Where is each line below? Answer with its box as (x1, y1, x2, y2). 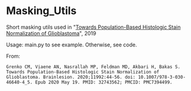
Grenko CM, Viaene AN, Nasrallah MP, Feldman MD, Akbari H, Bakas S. (6, 63, 181, 70)
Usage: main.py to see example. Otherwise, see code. (6, 41, 137, 48)
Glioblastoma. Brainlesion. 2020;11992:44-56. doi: (6, 74, 136, 80)
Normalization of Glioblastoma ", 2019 (6, 29, 96, 36)
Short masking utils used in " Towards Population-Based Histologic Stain (6, 23, 181, 31)
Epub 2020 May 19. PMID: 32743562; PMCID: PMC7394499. (35, 79, 173, 85)
